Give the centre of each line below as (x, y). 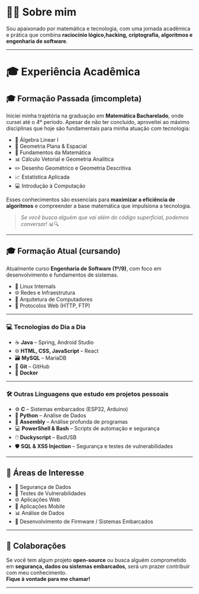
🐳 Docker (26, 373)
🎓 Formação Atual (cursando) (63, 251)
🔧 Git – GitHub (32, 367)
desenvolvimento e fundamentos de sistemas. (62, 275)
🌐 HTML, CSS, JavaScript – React (57, 351)
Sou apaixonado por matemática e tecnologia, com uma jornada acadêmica (98, 28)
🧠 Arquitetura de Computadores (54, 299)
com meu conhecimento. (36, 573)
